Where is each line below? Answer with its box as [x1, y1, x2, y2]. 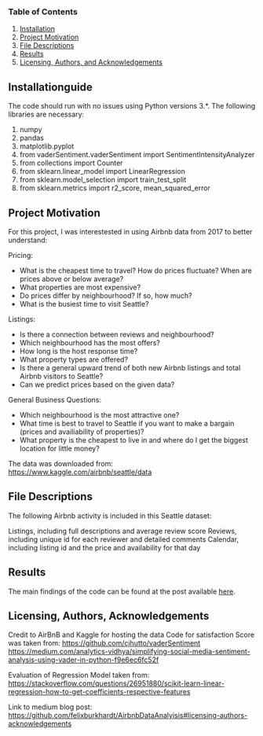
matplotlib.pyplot [19, 142, 75, 151]
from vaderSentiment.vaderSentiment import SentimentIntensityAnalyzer [19, 150, 255, 160]
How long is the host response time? [19, 346, 138, 355]
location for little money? [19, 443, 100, 453]
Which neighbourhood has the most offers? [19, 337, 161, 348]
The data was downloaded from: [8, 458, 114, 468]
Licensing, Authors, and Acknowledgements [19, 57, 163, 67]
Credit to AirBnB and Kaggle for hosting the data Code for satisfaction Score [8, 630, 255, 639]
